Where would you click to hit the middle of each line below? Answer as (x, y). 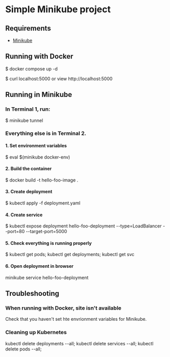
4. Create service (24, 215)
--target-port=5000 (46, 232)
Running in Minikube (39, 95)
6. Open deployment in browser (40, 266)
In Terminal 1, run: (28, 109)
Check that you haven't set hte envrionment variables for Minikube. (76, 319)
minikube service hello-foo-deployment (47, 277)
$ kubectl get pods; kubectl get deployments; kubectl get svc (70, 254)
